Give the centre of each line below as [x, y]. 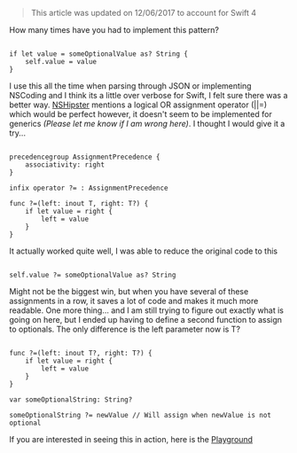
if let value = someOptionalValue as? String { [99, 54]
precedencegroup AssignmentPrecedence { [85, 157]
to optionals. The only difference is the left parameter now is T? [125, 329]
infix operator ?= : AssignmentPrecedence [89, 188]
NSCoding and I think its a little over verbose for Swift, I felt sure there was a [148, 95]
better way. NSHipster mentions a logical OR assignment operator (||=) [138, 105]
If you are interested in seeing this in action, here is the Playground [131, 439]
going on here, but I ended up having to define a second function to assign [145, 320]
